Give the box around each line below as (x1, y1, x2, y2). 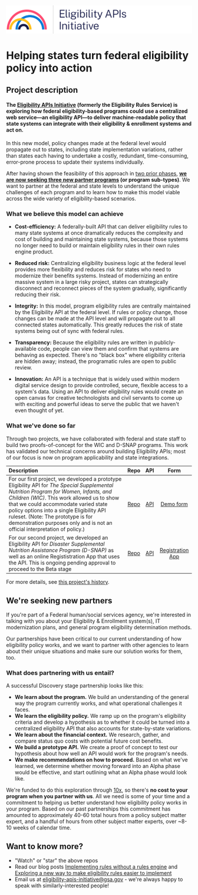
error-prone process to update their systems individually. (6, 159, 144, 166)
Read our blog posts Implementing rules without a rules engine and (14, 863, 178, 870)
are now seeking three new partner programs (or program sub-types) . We (6, 177, 190, 184)
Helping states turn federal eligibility (6, 49, 189, 63)
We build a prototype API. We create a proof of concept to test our (14, 744, 178, 751)
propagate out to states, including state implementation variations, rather (6, 146, 183, 153)
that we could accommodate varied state (8, 501, 108, 508)
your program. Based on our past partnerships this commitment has (6, 805, 171, 812)
